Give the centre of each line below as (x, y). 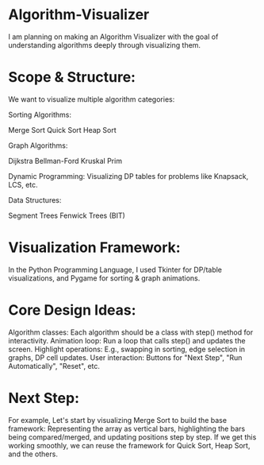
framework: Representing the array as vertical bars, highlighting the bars (127, 428)
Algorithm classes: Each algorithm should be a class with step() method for (131, 332)
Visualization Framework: (94, 248)
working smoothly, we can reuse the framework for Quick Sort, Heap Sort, (129, 445)
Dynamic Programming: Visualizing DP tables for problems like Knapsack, (128, 176)
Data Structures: (35, 200)
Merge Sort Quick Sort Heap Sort (62, 130)
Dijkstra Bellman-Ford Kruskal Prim (65, 161)
